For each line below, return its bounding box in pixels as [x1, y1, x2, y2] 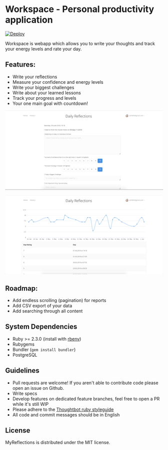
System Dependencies [5, 323, 77, 331]
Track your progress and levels [12, 95, 76, 101]
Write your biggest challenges [12, 84, 74, 90]
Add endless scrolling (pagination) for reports [12, 297, 106, 304]
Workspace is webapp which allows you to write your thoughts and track [5, 40, 155, 46]
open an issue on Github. [12, 385, 64, 391]
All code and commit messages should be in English [12, 411, 120, 417]
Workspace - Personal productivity [5, 4, 154, 15]
